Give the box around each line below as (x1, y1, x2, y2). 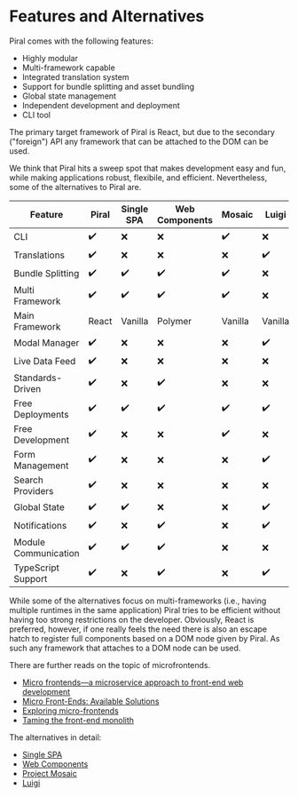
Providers (13, 484, 54, 497)
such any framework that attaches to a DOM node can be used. (9, 642, 241, 653)
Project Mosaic (21, 768, 77, 778)
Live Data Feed (13, 355, 76, 368)
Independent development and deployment (21, 100, 180, 110)
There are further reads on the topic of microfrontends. (9, 659, 211, 670)
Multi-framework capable (21, 62, 115, 73)
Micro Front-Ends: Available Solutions (21, 696, 160, 706)
